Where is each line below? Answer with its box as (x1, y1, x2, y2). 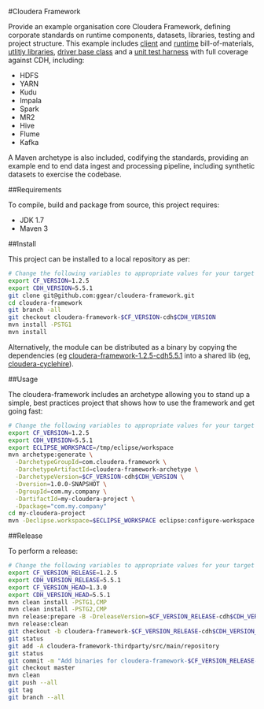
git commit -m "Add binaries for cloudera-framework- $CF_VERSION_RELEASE (8, 657, 255, 665)
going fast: (8, 406, 43, 416)
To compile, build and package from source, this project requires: (8, 200, 220, 210)
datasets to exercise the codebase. (8, 169, 122, 179)
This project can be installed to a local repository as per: (8, 254, 190, 263)
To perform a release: (8, 547, 79, 556)
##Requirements (8, 185, 62, 194)
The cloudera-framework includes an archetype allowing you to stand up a (8, 389, 250, 399)
